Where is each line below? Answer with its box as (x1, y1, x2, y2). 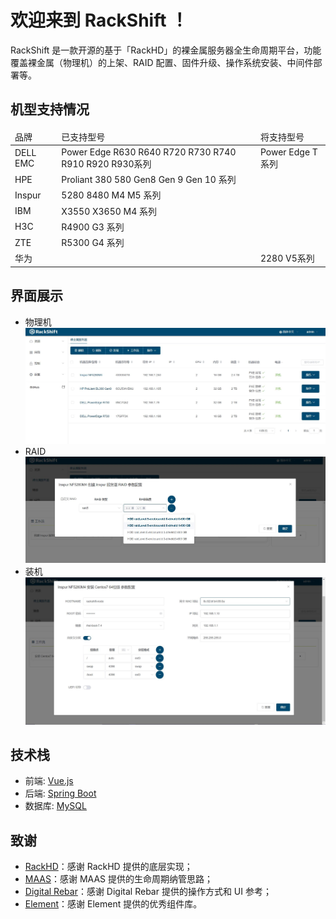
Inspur (14, 189, 42, 201)
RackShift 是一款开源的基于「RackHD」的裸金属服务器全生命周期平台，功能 (10, 44, 322, 56)
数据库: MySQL (24, 800, 87, 812)
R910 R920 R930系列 (61, 157, 152, 170)
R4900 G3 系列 (61, 221, 125, 233)
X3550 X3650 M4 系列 (61, 205, 158, 217)
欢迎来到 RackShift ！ (10, 9, 189, 32)
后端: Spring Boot (24, 787, 97, 800)
